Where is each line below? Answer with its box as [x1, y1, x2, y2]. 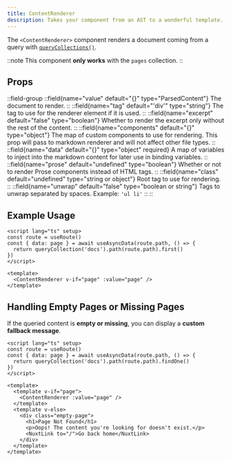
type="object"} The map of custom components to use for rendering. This [7, 131, 218, 139]
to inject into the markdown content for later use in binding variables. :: [7, 153, 208, 161]
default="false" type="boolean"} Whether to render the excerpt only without [7, 117, 225, 125]
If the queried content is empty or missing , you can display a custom [7, 319, 205, 328]
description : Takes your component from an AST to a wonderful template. [7, 17, 224, 23]
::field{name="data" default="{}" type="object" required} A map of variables [7, 145, 225, 154]
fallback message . [7, 326, 61, 334]
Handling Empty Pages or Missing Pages [7, 301, 185, 312]
